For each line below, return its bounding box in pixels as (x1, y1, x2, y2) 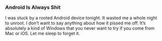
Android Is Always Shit (5, 4, 61, 11)
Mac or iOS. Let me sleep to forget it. (5, 31, 80, 37)
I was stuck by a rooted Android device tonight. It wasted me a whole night (5, 15, 157, 21)
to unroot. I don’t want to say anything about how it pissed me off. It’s (5, 20, 146, 26)
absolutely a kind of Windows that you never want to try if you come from (5, 25, 155, 31)
